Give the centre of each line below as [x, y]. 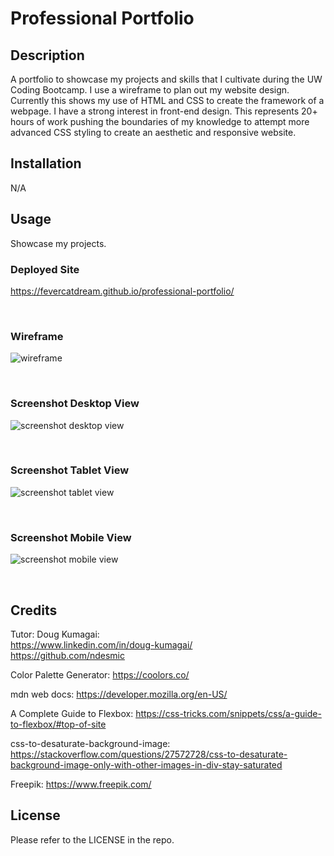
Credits [34, 610]
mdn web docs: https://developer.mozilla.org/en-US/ [119, 694]
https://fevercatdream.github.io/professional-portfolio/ [122, 291]
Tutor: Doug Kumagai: [55, 634]
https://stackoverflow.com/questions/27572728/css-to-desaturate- [149, 754]
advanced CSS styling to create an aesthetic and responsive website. [153, 132]
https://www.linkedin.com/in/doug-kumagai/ [101, 644]
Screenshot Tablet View [70, 470]
